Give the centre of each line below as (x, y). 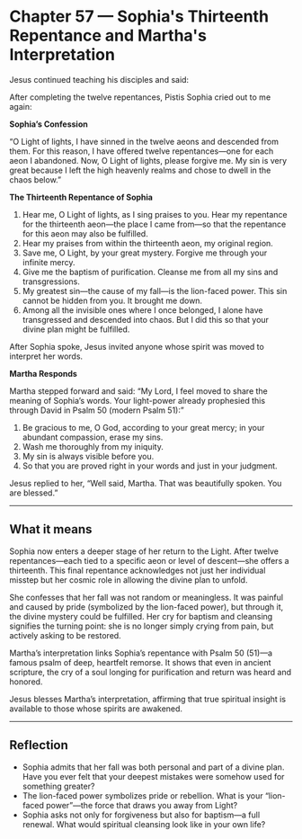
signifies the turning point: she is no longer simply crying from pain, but (142, 626)
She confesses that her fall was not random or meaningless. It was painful (147, 597)
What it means (51, 529)
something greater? (58, 786)
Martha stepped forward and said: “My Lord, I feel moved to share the (138, 391)
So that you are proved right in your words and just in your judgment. (150, 466)
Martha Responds (44, 373)
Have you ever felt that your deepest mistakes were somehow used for (153, 776)
